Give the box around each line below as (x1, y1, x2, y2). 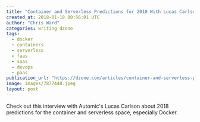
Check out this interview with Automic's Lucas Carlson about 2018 (6, 102, 169, 110)
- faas (11, 53, 28, 59)
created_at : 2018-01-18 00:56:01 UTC (6, 14, 100, 20)
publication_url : (6, 75, 49, 81)
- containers (11, 42, 44, 48)
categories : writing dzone (6, 25, 73, 32)
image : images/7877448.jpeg (6, 81, 76, 87)
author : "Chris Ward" (6, 20, 60, 26)
